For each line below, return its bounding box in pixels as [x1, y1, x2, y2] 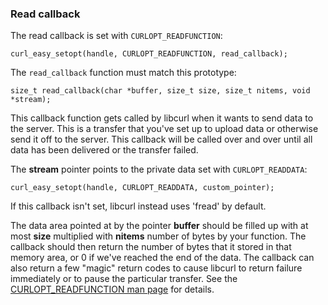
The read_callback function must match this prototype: [10, 67, 237, 79]
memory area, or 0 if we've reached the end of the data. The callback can [10, 252, 315, 264]
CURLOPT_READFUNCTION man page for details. [10, 283, 215, 296]
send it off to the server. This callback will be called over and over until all [10, 133, 313, 146]
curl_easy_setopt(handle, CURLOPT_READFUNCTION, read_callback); [10, 49, 288, 59]
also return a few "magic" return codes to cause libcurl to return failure [10, 262, 303, 274]
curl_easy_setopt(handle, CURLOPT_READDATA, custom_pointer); [10, 183, 275, 193]
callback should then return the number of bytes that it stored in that [10, 241, 292, 253]
